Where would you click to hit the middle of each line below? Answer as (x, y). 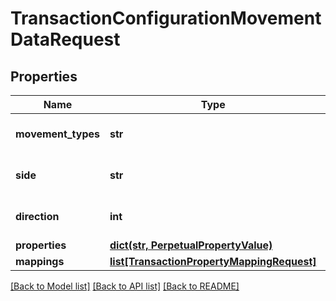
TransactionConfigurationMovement (166, 18)
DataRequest (65, 39)
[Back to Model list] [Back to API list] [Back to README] (125, 286)
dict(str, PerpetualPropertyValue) (191, 245)
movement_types (57, 134)
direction (37, 216)
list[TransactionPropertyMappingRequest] (213, 261)
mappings (40, 261)
